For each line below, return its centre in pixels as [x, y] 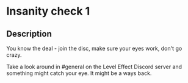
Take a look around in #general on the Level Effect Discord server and [94, 67]
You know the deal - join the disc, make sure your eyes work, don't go [94, 48]
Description [29, 34]
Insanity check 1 [48, 11]
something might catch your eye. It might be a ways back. [79, 73]
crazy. [14, 55]
